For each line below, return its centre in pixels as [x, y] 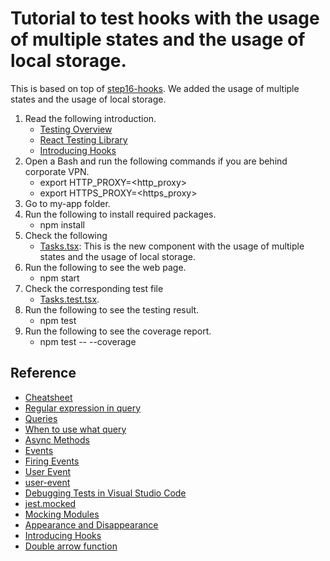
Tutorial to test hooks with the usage [165, 18]
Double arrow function [71, 546]
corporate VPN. [57, 171]
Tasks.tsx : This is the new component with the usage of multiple [172, 246]
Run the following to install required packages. [120, 214]
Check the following [66, 235]
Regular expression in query [83, 408]
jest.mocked [50, 503]
